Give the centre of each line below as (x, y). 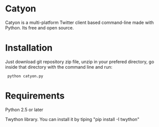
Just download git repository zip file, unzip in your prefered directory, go (80, 62)
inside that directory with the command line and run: (59, 67)
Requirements (35, 96)
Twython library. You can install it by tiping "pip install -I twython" (72, 119)
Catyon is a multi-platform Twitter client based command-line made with (79, 22)
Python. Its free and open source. (40, 27)
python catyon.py (25, 76)
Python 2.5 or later (24, 110)
